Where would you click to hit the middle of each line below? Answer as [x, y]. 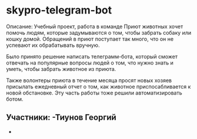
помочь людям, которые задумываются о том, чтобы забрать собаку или [99, 32]
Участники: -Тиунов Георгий [61, 118]
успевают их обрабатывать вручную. [53, 45]
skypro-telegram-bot [59, 10]
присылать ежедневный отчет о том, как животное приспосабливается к [98, 86]
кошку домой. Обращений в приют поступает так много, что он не [90, 39]
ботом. [15, 99]
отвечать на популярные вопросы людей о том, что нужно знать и [90, 63]
